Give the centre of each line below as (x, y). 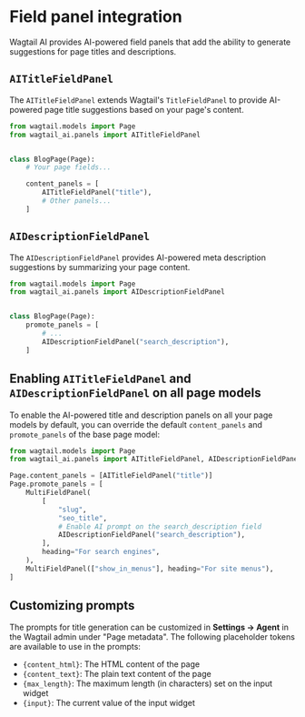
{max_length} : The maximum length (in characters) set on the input (148, 683)
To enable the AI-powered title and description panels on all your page (141, 415)
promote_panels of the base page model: (85, 434)
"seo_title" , (82, 518)
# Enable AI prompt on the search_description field (159, 526)
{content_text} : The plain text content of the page (117, 674)
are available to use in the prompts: (75, 647)
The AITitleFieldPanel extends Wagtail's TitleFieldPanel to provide (138, 100)
